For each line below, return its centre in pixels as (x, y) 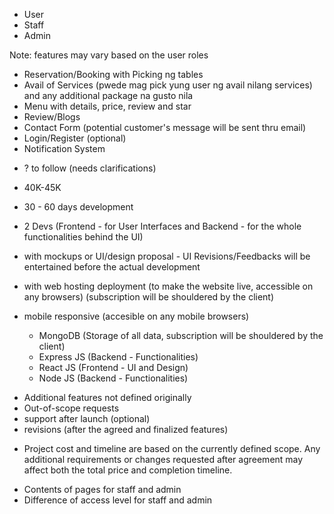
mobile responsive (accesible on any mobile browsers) (136, 316)
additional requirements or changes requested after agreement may (163, 459)
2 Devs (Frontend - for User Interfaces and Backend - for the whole (162, 226)
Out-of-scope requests (71, 408)
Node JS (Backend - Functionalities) (113, 378)
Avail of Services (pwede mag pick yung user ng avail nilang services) (168, 85)
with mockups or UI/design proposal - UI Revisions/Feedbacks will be (167, 256)
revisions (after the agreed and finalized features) (126, 429)
